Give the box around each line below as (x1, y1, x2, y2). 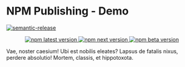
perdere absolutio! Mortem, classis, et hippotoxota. (6, 54, 133, 61)
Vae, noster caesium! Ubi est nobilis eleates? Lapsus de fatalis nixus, (6, 47, 178, 55)
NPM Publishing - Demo (6, 4, 129, 18)
